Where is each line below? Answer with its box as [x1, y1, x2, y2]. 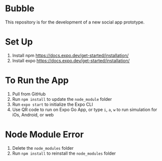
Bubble [5, 3, 35, 14]
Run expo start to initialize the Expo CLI [12, 101, 93, 107]
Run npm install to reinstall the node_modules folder [12, 150, 116, 156]
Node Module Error [5, 129, 84, 140]
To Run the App [5, 75, 69, 86]
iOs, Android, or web [12, 112, 54, 117]
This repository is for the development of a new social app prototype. [5, 19, 145, 25]
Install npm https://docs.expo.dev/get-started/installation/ [12, 52, 129, 58]
